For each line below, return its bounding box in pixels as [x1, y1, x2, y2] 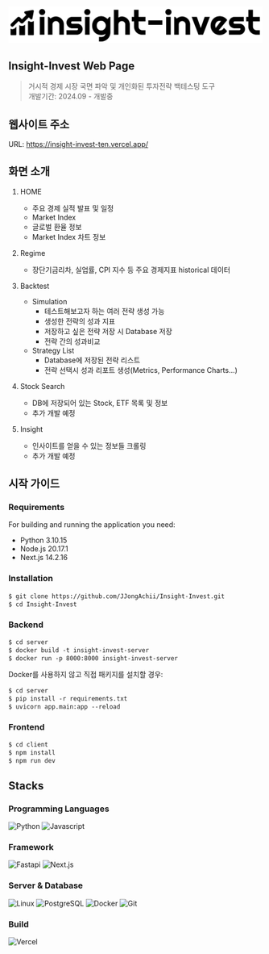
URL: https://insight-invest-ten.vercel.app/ [8, 139, 149, 149]
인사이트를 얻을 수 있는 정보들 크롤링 [31, 441, 147, 450]
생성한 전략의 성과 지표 [43, 316, 116, 326]
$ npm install [8, 749, 56, 757]
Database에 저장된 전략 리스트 [43, 355, 141, 365]
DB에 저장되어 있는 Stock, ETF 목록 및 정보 [31, 398, 168, 408]
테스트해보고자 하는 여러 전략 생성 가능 [43, 306, 165, 316]
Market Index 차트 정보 [31, 232, 106, 241]
